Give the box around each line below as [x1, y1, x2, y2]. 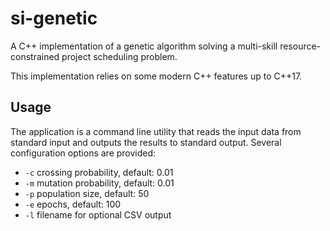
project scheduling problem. [61, 50, 178, 62]
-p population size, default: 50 [24, 187, 150, 199]
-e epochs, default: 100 [24, 198, 122, 210]
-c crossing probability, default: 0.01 [24, 166, 174, 178]
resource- [279, 40, 322, 52]
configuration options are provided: [10, 147, 157, 159]
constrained [10, 50, 60, 62]
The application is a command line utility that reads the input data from [10, 125, 302, 137]
